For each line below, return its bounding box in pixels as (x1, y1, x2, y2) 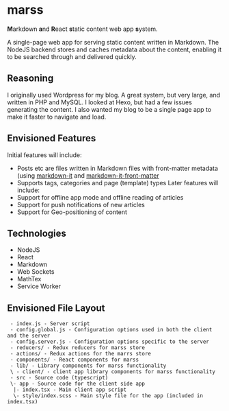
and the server (7, 332, 51, 340)
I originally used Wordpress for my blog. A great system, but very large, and (7, 91, 221, 99)
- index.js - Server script (10, 320, 90, 327)
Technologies (7, 227, 67, 239)
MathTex (16, 275, 42, 283)
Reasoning (7, 73, 54, 84)
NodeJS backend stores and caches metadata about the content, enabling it (7, 45, 222, 54)
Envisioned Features (7, 132, 96, 144)
